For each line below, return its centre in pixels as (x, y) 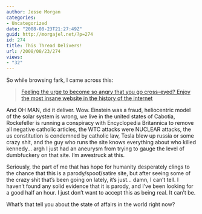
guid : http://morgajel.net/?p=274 (50, 35)
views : (15, 57)
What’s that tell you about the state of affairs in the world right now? (91, 204)
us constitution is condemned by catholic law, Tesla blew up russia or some (100, 135)
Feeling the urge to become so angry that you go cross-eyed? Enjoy (106, 92)
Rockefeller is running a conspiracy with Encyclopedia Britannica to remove (100, 122)
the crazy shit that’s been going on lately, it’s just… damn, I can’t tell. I (93, 179)
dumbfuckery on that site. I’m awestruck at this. (66, 155)
